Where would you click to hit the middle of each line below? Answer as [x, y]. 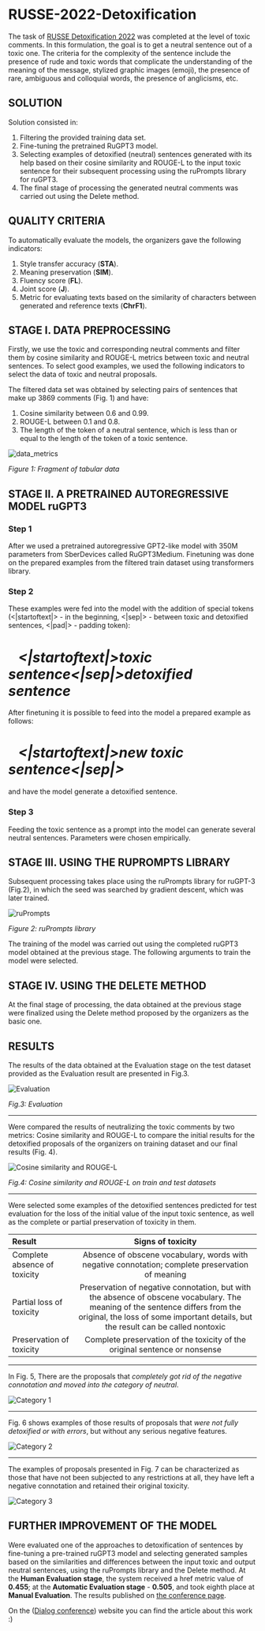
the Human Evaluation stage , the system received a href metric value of [126, 1578]
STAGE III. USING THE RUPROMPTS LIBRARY [119, 862]
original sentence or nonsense [166, 1349]
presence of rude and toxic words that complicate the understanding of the [130, 62]
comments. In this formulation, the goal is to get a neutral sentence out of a [130, 44]
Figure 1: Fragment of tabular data [64, 469]
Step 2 [21, 591]
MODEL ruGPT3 [48, 506]
